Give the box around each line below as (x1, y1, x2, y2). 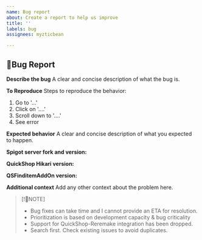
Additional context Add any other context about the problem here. (6, 183, 173, 191)
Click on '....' (15, 105, 46, 112)
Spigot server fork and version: (6, 148, 87, 156)
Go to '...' (15, 98, 38, 106)
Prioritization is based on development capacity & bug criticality (30, 213, 190, 221)
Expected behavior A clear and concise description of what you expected (6, 130, 192, 137)
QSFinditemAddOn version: (6, 171, 77, 179)
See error (15, 118, 40, 125)
